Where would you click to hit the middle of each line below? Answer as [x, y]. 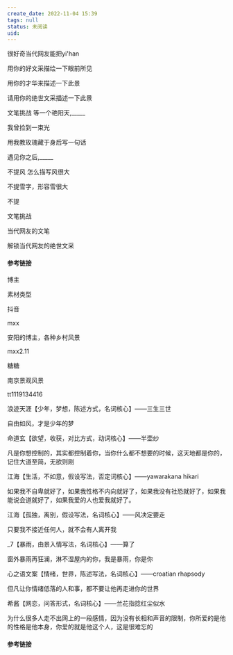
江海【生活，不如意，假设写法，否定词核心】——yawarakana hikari [103, 476]
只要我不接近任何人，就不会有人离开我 [62, 530]
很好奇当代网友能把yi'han [43, 54]
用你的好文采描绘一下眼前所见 [50, 68]
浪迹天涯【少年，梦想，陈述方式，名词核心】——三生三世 [89, 409]
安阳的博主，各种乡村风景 [44, 337]
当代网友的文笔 [28, 231]
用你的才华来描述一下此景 [44, 83]
